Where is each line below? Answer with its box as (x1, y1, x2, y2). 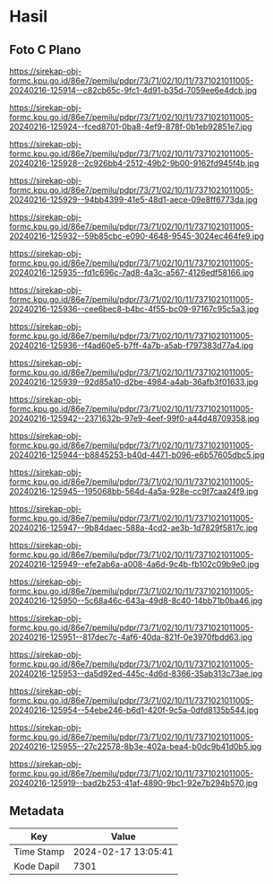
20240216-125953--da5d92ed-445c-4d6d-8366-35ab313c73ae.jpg (9, 669, 263, 678)
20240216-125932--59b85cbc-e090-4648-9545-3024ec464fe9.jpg (9, 231, 264, 241)
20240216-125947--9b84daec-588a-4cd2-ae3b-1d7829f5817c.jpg (9, 522, 258, 533)
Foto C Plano (9, 42, 81, 57)
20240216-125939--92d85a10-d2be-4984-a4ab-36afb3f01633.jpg (9, 377, 259, 387)
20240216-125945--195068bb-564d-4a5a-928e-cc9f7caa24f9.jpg (9, 486, 259, 496)
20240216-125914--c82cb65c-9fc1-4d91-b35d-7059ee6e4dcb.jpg (9, 85, 258, 95)
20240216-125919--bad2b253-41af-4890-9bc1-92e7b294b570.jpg (9, 778, 258, 788)
